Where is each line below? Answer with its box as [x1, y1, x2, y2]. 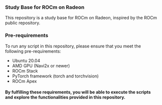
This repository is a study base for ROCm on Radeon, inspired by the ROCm [5, 15, 157, 21]
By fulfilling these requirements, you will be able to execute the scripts [5, 89, 151, 95]
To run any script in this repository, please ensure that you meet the [5, 43, 142, 49]
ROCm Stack [12, 68, 38, 74]
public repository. [5, 20, 40, 26]
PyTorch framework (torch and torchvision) [12, 73, 99, 79]
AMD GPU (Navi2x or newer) [12, 62, 70, 69]
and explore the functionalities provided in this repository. [5, 94, 125, 100]
